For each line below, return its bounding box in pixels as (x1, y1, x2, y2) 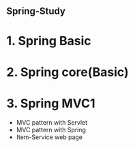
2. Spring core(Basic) (6, 64, 129, 79)
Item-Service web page (16, 133, 83, 141)
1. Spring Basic (6, 33, 91, 49)
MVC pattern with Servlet (16, 118, 88, 126)
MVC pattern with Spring (16, 125, 87, 134)
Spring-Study (6, 5, 66, 17)
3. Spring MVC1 (6, 95, 96, 111)
